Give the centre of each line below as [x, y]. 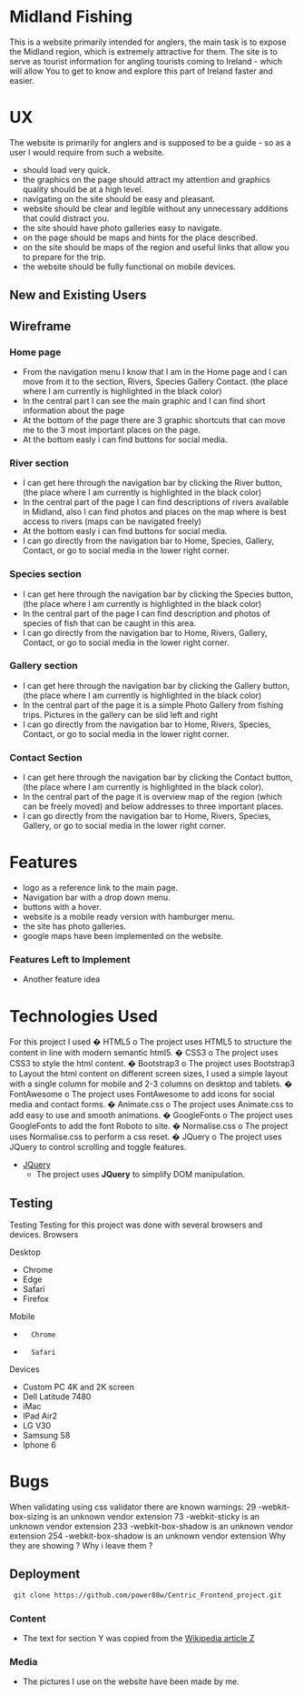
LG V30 [37, 1426]
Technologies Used [84, 1016]
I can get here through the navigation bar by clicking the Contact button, [157, 777]
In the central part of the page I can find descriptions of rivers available [155, 502]
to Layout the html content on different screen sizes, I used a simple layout [149, 1074]
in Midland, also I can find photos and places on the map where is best [155, 512]
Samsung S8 [46, 1436]
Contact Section [46, 757]
